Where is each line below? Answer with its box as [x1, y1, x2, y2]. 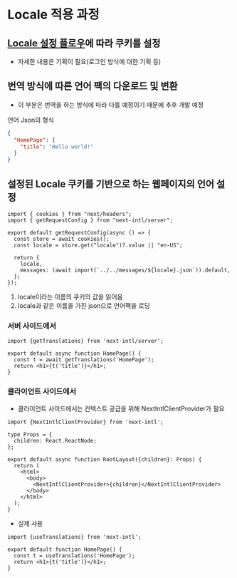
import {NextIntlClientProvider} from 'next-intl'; [7, 418, 164, 425]
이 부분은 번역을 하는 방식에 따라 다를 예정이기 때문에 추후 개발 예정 [17, 100, 204, 109]
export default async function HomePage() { [7, 350, 142, 357]
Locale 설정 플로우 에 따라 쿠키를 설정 [7, 37, 161, 49]
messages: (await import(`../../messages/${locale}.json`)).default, [20, 267, 231, 274]
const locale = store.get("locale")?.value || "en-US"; [14, 242, 183, 249]
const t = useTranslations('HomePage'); [14, 552, 135, 559]
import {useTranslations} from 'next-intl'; [7, 533, 142, 540]
